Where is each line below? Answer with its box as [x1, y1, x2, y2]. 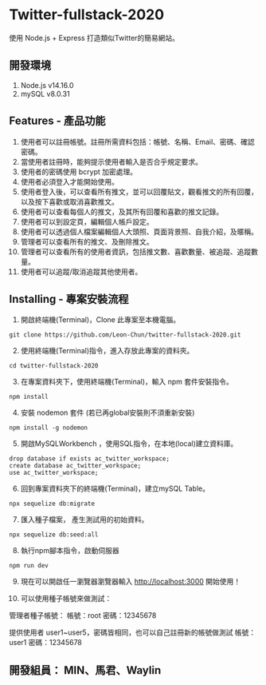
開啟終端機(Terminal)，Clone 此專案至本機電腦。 [20, 315, 181, 325]
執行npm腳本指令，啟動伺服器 [20, 546, 119, 556]
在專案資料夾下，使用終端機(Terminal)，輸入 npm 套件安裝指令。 [20, 377, 233, 387]
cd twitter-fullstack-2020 [9, 362, 99, 370]
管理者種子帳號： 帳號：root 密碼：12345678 [9, 611, 157, 620]
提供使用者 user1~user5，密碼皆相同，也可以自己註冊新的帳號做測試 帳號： [9, 627, 256, 637]
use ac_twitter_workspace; [9, 469, 99, 477]
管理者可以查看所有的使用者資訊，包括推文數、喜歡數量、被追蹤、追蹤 [20, 246, 252, 257]
